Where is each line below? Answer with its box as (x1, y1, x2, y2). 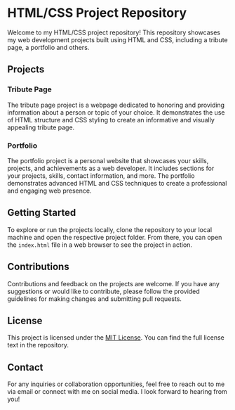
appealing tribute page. (7, 123, 75, 132)
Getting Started (7, 207, 76, 219)
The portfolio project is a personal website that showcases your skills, (7, 156, 209, 165)
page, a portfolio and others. (7, 43, 90, 51)
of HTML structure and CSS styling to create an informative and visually (7, 115, 215, 124)
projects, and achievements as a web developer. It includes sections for (7, 164, 215, 172)
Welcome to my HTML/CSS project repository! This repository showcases (7, 28, 221, 37)
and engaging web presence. (7, 186, 92, 195)
